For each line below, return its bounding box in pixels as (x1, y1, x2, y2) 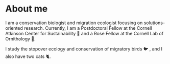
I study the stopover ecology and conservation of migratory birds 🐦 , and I (5, 46, 162, 52)
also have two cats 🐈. (5, 53, 51, 59)
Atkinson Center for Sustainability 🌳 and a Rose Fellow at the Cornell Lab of (5, 30, 164, 36)
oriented (5, 25, 23, 31)
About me (5, 3, 48, 15)
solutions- (143, 20, 165, 26)
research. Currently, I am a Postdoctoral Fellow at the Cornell (23, 25, 152, 31)
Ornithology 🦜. (5, 36, 36, 42)
